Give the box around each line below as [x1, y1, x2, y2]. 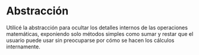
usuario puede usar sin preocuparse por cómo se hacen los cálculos [6, 36, 175, 44]
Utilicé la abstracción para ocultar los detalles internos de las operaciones [6, 24, 188, 31]
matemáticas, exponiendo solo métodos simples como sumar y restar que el [6, 30, 194, 37]
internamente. [6, 43, 41, 50]
